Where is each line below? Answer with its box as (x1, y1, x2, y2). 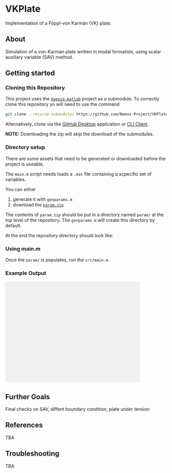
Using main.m (5, 245, 41, 252)
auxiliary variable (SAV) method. (5, 54, 73, 60)
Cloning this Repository (5, 84, 66, 91)
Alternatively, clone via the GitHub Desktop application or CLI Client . (5, 121, 149, 127)
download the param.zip (12, 201, 64, 208)
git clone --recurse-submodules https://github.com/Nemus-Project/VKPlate (5, 112, 168, 117)
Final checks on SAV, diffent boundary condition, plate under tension (5, 406, 150, 413)
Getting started (5, 69, 55, 77)
